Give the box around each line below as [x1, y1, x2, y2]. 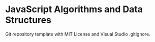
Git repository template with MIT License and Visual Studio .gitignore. [5, 31, 151, 37]
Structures [5, 14, 52, 26]
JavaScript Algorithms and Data [5, 4, 143, 15]
